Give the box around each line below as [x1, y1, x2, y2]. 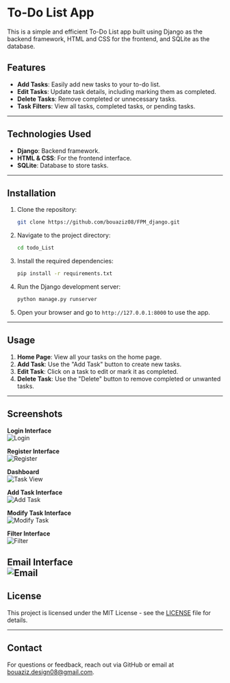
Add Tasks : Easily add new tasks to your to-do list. [16, 80, 161, 88]
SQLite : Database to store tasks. [16, 161, 109, 169]
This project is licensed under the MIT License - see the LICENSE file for [7, 608, 211, 616]
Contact [7, 643, 42, 654]
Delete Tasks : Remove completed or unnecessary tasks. [16, 95, 177, 103]
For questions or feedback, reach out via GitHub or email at [7, 660, 175, 669]
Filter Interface [7, 529, 51, 538]
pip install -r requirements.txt [16, 270, 113, 277]
